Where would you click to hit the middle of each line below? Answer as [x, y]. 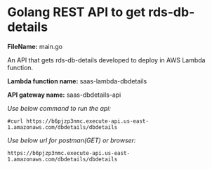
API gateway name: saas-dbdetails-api [64, 95]
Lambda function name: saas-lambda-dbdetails [77, 81]
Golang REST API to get [77, 12]
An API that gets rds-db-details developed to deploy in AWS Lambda [106, 60]
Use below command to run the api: [59, 108]
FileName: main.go [35, 46]
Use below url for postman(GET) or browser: [72, 140]
